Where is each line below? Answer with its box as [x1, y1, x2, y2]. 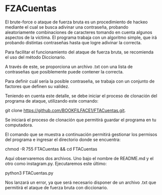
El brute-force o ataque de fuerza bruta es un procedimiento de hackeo [5, 19, 148, 25]
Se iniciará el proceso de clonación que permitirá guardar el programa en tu [5, 117, 157, 123]
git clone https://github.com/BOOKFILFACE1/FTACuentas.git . [5, 107, 126, 113]
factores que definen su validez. [5, 83, 69, 89]
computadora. [5, 122, 33, 128]
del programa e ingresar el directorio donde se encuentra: [5, 137, 121, 142]
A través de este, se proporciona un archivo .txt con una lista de [5, 64, 133, 70]
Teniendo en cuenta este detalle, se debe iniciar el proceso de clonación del [5, 93, 158, 99]
